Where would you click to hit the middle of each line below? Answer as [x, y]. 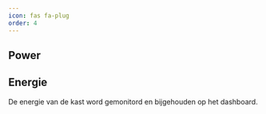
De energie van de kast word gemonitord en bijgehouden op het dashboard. [133, 101]
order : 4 [23, 23]
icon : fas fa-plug [39, 16]
